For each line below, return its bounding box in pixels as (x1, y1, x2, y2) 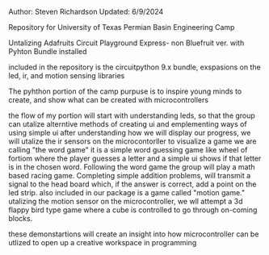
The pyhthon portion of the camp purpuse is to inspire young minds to (8, 86, 242, 96)
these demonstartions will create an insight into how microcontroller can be (8, 229, 259, 239)
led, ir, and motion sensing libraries (8, 71, 125, 80)
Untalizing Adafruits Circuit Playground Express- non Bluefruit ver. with (8, 38, 245, 48)
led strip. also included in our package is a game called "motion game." (8, 188, 246, 197)
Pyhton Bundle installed (8, 47, 87, 56)
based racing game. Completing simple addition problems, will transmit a (8, 171, 251, 180)
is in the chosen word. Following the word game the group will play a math (8, 162, 256, 172)
